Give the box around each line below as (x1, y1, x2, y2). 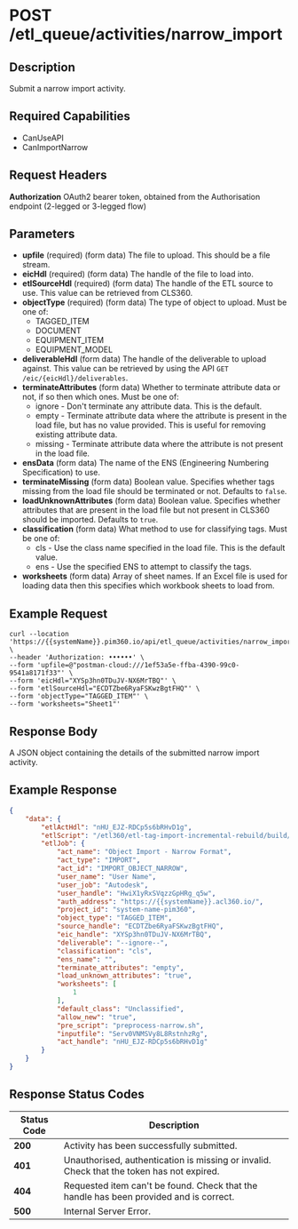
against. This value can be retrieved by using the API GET (21, 363, 229, 374)
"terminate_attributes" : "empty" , (56, 963, 184, 972)
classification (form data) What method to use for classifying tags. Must (21, 523, 288, 534)
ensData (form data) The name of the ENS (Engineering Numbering (21, 458, 269, 468)
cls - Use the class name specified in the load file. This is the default (35, 543, 286, 554)
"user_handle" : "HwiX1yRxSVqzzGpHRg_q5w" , (56, 889, 216, 898)
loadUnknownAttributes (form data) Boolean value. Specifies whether (21, 495, 281, 507)
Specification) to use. (21, 467, 100, 478)
